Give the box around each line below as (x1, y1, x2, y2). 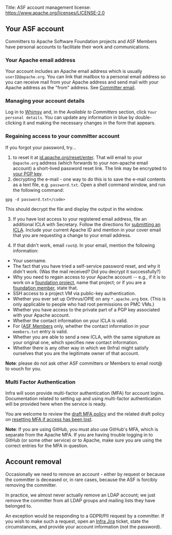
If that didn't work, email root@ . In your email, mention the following (12, 242, 155, 248)
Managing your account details (5, 97, 85, 105)
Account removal (5, 458, 62, 466)
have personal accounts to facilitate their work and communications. (5, 44, 150, 50)
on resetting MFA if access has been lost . (5, 417, 93, 422)
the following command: (12, 187, 64, 193)
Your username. (12, 257, 47, 264)
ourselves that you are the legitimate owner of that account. (12, 350, 140, 356)
